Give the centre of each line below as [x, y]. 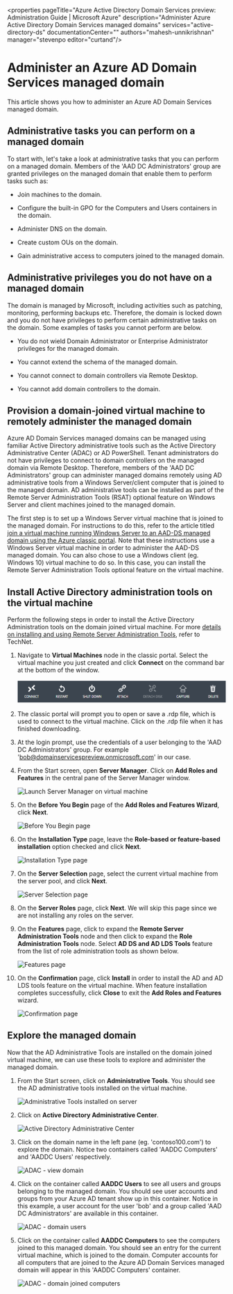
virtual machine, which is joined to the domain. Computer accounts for [118, 1255]
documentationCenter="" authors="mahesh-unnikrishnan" [131, 32]
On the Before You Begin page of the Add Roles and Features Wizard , [118, 805]
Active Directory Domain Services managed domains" [84, 25]
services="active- [188, 25]
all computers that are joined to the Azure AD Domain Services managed [121, 1262]
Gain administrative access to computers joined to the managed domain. [121, 255]
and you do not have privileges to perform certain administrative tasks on [112, 320]
